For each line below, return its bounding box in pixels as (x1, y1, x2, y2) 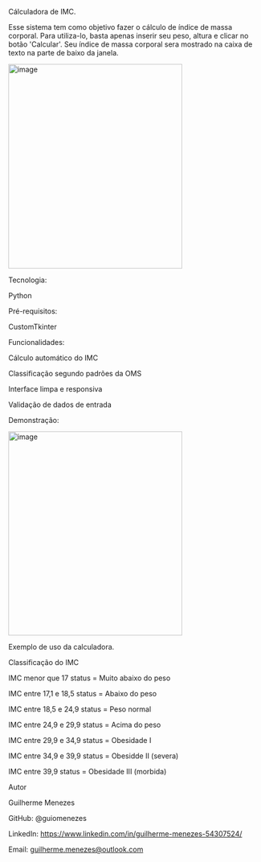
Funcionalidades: (8, 338, 65, 347)
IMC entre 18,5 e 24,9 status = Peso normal (8, 704, 152, 714)
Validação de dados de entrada (8, 400, 112, 409)
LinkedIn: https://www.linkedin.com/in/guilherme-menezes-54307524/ (8, 829, 243, 839)
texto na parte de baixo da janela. (8, 48, 119, 57)
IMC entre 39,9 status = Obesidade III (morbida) (8, 767, 167, 776)
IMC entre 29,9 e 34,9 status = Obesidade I (8, 736, 152, 745)
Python (8, 291, 32, 300)
